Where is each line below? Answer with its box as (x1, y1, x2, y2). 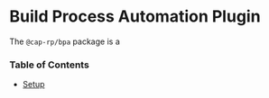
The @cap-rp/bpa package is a (9, 36, 120, 47)
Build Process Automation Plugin (9, 6, 261, 27)
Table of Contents (9, 58, 90, 71)
